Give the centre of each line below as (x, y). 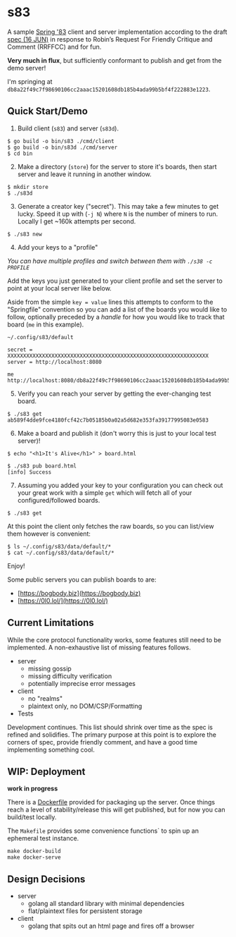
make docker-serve (34, 857)
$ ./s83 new (25, 234)
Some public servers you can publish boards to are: (82, 580)
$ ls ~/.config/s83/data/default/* (59, 546)
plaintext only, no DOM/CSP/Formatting (85, 706)
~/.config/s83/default (40, 337)
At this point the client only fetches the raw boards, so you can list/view (111, 526)
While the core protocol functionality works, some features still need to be (114, 639)
